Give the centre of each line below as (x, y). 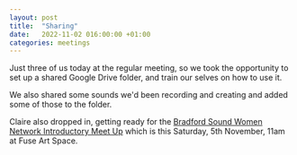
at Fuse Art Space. (44, 141)
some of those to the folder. (61, 105)
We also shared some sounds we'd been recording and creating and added (148, 95)
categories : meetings (50, 43)
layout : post (34, 17)
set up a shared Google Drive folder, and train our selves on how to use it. (146, 78)
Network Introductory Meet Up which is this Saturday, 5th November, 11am (147, 132)
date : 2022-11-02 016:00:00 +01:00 (80, 34)
